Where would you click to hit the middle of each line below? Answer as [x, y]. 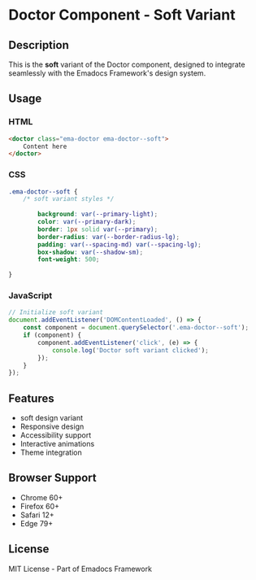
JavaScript [30, 296]
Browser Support [53, 478]
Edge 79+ [37, 523]
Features [31, 398]
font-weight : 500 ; [69, 259]
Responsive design [52, 427]
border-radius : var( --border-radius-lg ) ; [109, 237]
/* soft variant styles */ [69, 199]
